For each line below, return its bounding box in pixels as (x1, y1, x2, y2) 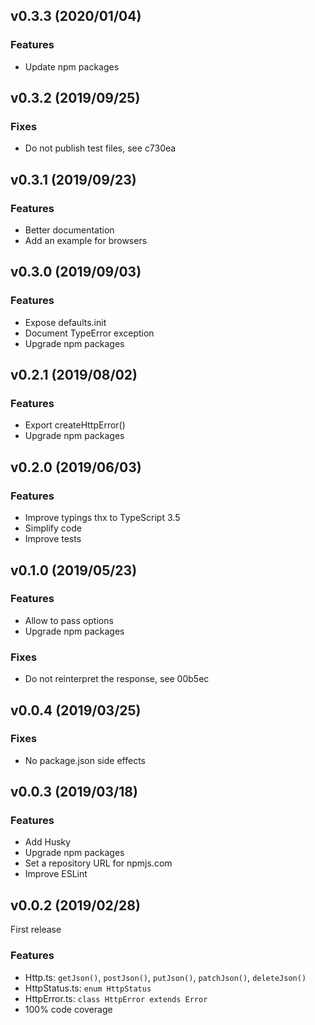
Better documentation (24, 224, 115, 236)
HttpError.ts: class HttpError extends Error (24, 992, 208, 1004)
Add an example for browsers (24, 235, 148, 247)
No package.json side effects (24, 754, 146, 766)
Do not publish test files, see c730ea (24, 142, 177, 154)
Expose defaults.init (24, 316, 107, 328)
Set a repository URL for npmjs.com (24, 857, 173, 869)
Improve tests (24, 533, 82, 545)
